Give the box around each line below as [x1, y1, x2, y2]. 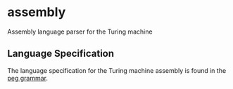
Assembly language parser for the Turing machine [7, 27, 153, 36]
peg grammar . [7, 74, 48, 82]
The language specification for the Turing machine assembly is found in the [7, 66, 227, 74]
